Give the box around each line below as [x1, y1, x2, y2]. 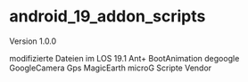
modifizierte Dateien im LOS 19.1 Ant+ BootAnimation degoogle [9, 53, 240, 63]
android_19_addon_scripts [9, 6, 206, 27]
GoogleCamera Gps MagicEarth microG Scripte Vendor [9, 62, 212, 73]
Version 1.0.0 [9, 36, 57, 46]
